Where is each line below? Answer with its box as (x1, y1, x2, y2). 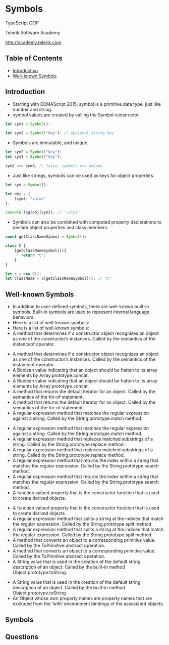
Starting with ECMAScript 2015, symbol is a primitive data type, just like (12, 101, 161, 107)
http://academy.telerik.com (5, 39, 62, 46)
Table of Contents (5, 54, 63, 63)
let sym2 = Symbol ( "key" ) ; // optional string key (5, 131, 114, 136)
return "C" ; (21, 252, 46, 258)
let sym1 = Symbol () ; (5, 121, 51, 126)
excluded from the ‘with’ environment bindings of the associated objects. (12, 600, 164, 607)
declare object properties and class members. (12, 225, 108, 231)
